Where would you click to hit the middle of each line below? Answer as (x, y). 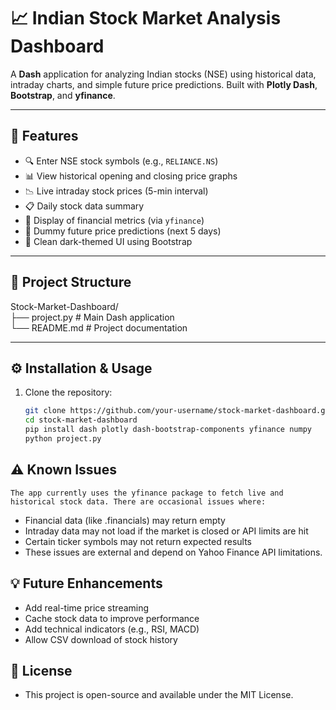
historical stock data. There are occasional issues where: (138, 501)
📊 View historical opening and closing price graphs (131, 176)
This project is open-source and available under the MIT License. (159, 695)
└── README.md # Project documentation (99, 327)
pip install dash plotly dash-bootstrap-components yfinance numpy (168, 430)
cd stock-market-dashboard (81, 420)
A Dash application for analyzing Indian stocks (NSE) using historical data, (163, 74)
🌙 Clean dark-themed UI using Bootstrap (108, 241)
